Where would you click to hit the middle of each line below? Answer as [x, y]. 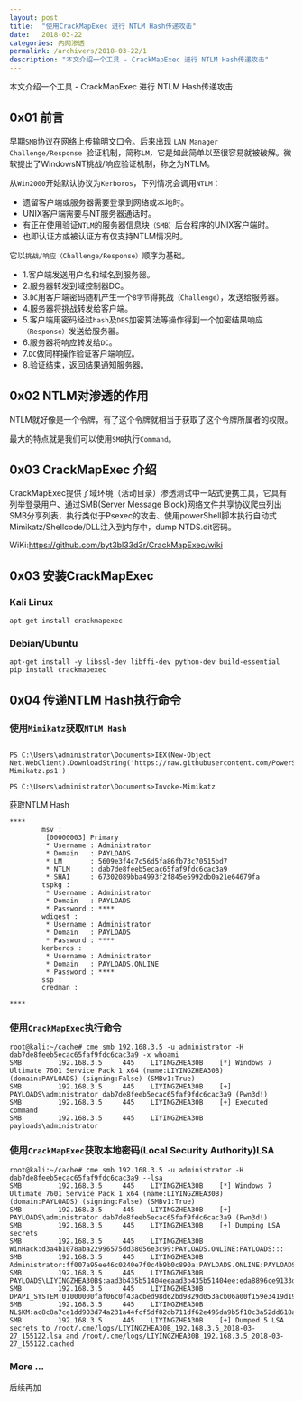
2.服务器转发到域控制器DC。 [75, 285]
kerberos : [62, 948]
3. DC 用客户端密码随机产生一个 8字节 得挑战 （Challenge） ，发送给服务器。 [153, 297]
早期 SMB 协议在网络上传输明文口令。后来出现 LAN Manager [114, 141]
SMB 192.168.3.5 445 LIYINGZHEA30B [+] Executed [139, 1103]
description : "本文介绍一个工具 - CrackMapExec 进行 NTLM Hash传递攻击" [139, 60]
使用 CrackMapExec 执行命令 [65, 1028]
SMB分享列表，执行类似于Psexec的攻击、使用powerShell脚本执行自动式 [143, 516]
